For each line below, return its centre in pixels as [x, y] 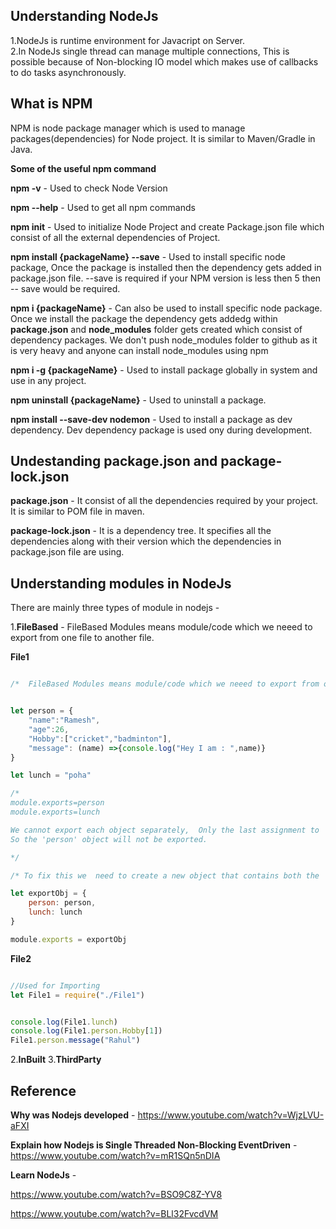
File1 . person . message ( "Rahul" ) [75, 1040]
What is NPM [51, 104]
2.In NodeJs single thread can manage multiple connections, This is [150, 51]
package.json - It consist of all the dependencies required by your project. [164, 501]
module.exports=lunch [55, 812]
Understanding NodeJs [84, 16]
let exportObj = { [48, 894]
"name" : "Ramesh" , [64, 720]
